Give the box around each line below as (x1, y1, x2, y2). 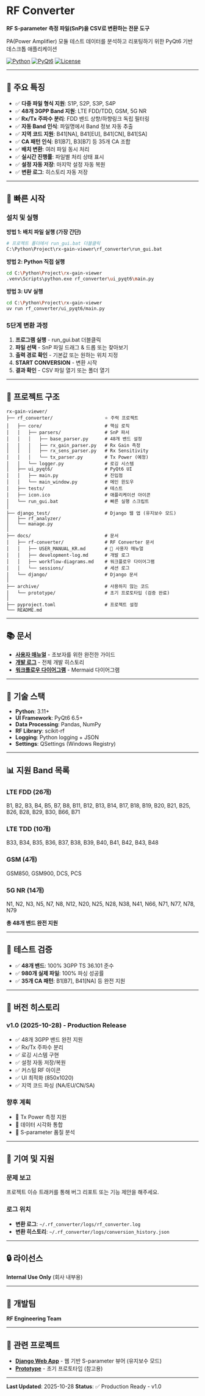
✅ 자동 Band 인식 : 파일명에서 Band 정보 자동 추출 (15, 123, 133, 130)
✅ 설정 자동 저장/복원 (15, 1059, 66, 1066)
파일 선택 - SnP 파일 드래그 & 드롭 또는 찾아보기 (15, 343, 129, 351)
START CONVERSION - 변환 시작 (15, 359, 98, 366)
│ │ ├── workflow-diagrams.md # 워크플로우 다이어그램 (6, 559, 155, 565)
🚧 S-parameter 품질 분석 (15, 1128, 75, 1136)
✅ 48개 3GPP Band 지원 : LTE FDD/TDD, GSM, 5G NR (15, 107, 147, 115)
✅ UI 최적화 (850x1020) (15, 1074, 74, 1081)
